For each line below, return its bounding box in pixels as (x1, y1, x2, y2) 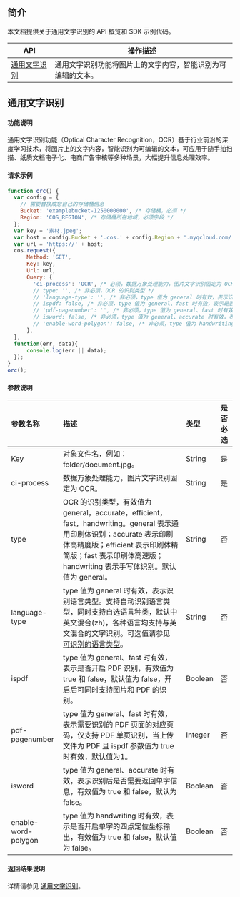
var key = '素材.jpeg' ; (14, 227, 83, 234)
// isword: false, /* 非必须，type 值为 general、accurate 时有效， (33, 314, 229, 321)
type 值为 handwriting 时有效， (63, 811, 167, 821)
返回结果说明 (7, 864, 45, 873)
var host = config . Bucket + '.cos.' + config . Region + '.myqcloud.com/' (14, 234, 235, 241)
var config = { (14, 194, 59, 202)
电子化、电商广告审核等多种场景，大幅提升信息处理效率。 (44, 153, 214, 162)
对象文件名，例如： (63, 449, 128, 459)
